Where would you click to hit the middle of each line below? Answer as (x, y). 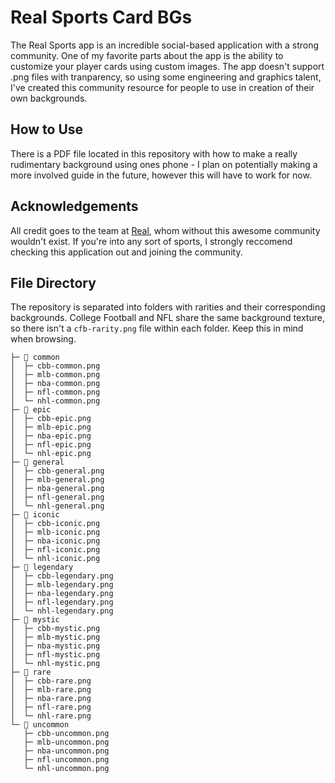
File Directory (53, 282)
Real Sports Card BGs (101, 17)
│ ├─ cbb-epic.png (51, 419)
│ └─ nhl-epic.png (51, 454)
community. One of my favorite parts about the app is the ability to (147, 55)
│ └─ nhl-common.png (55, 401)
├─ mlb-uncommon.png (66, 742)
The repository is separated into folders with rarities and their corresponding (168, 307)
